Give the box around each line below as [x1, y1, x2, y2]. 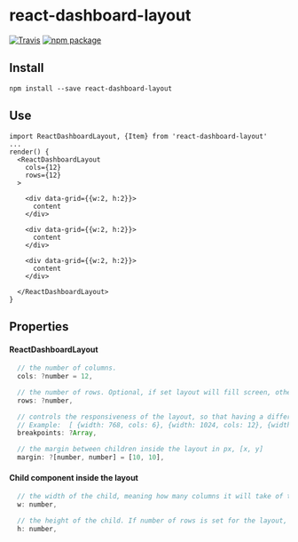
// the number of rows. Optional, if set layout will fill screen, [17, 387, 272, 396]
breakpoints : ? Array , [17, 428, 98, 438]
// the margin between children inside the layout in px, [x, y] [17, 445, 264, 454]
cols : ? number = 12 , [17, 372, 93, 381]
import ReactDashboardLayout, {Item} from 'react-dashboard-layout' [9, 132, 268, 140]
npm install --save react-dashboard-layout [9, 84, 173, 93]
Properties [9, 319, 69, 334]
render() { [9, 147, 50, 156]
